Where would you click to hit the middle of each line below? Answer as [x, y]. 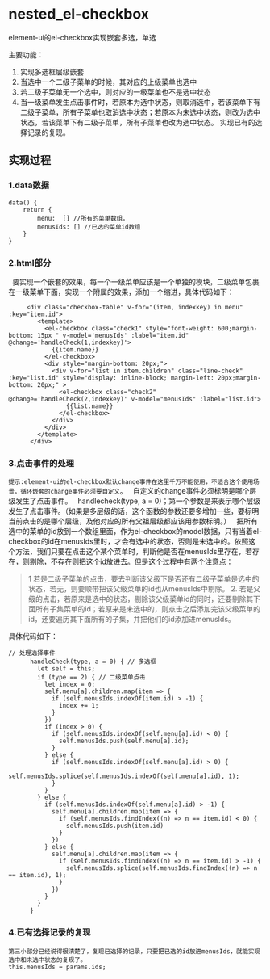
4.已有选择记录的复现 [50, 932]
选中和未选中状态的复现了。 [48, 960]
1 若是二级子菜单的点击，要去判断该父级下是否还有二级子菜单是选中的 [143, 579]
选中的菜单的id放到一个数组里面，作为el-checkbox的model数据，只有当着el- [135, 532]
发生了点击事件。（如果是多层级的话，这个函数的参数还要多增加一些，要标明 [134, 511]
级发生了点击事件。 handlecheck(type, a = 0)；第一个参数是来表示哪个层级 [134, 501]
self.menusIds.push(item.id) [114, 826]
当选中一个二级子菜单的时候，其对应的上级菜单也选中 [108, 82]
